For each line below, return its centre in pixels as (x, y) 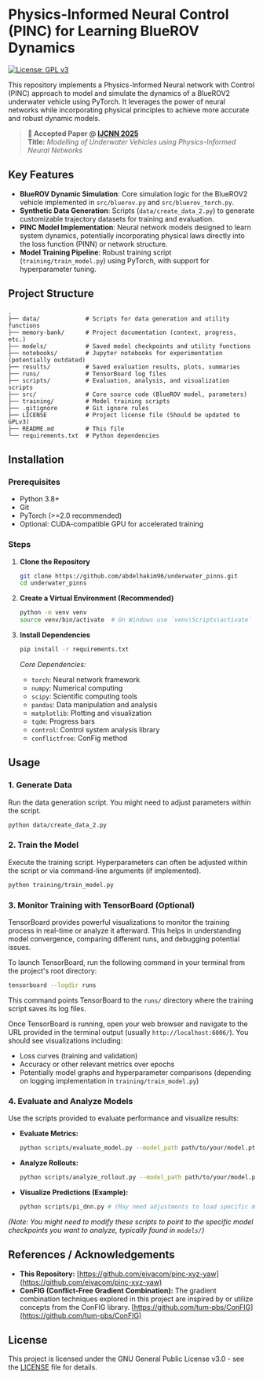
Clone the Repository (55, 561)
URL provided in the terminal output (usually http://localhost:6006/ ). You (128, 1032)
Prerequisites (34, 482)
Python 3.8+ (40, 499)
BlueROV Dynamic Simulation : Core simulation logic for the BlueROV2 (133, 193)
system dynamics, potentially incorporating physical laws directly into (132, 235)
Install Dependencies (55, 635)
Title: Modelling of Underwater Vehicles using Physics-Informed (131, 141)
